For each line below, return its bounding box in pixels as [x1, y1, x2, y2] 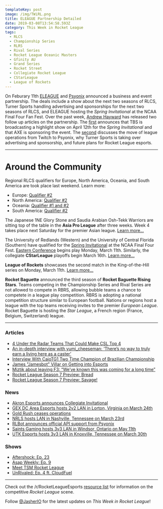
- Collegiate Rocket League [9, 71, 66, 76]
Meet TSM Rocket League [12, 465, 65, 470]
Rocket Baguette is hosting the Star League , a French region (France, [5, 308, 144, 313]
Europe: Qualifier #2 [12, 192, 52, 198]
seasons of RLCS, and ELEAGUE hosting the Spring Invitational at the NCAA [5, 108, 157, 115]
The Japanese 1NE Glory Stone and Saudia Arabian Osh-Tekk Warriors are [5, 217, 154, 223]
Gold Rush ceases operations [12, 411, 71, 416]
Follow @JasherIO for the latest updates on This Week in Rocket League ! [5, 498, 151, 505]
